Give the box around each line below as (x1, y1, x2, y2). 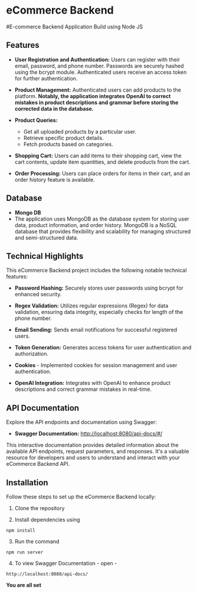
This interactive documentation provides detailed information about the (6, 442, 179, 449)
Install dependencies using (14, 516, 80, 523)
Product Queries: (14, 116, 58, 124)
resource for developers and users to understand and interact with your (6, 454, 180, 461)
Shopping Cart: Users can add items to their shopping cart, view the (14, 152, 182, 159)
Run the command (14, 538, 60, 545)
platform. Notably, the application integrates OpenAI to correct (14, 92, 171, 99)
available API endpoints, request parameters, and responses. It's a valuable (6, 448, 189, 455)
